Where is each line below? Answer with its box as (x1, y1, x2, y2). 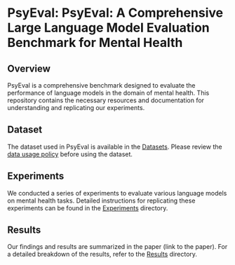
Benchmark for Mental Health (7, 35, 183, 50)
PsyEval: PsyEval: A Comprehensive (7, 5, 223, 21)
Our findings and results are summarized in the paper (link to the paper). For (7, 243, 228, 251)
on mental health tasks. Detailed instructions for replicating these (7, 196, 196, 205)
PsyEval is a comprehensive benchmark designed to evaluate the (7, 81, 196, 89)
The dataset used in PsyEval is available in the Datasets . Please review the (7, 142, 222, 151)
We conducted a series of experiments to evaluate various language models (7, 189, 227, 197)
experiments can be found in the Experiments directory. (7, 203, 168, 212)
